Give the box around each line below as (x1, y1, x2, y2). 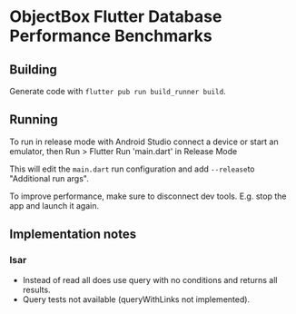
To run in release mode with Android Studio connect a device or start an (9, 136, 279, 147)
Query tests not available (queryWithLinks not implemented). (22, 293, 251, 305)
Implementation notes (9, 227, 137, 242)
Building (9, 62, 57, 77)
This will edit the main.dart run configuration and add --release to (9, 163, 256, 174)
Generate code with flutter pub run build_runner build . (9, 86, 226, 96)
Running (9, 112, 59, 128)
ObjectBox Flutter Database (9, 6, 222, 27)
